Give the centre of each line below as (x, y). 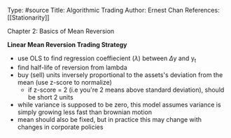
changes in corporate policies (60, 127)
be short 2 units (50, 97)
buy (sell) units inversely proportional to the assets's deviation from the (120, 75)
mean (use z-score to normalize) (64, 82)
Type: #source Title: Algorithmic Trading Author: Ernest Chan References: (113, 10)
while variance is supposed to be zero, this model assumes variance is (119, 104)
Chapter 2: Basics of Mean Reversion (61, 31)
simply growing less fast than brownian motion (85, 112)
